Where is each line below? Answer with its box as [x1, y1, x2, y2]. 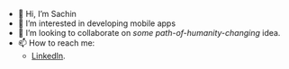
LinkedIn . [31, 50, 66, 61]
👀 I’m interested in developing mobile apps [17, 18, 176, 29]
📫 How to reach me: [17, 38, 95, 48]
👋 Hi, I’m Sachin [17, 9, 77, 19]
